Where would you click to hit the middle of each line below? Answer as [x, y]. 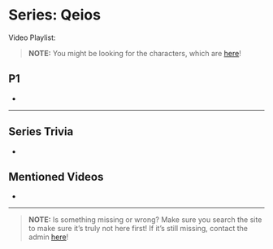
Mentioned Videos [56, 177]
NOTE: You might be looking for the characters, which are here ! [134, 53]
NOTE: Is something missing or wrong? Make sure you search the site [145, 220]
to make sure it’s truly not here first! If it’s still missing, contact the [138, 229]
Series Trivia [41, 132]
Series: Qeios [55, 15]
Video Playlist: [32, 37]
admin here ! [48, 237]
